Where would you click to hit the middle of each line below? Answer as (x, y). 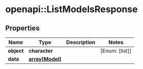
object (16, 51)
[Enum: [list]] (116, 51)
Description (81, 42)
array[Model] (45, 59)
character (41, 51)
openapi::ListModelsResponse (71, 9)
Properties (22, 28)
